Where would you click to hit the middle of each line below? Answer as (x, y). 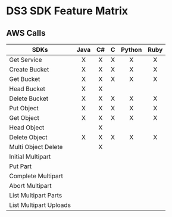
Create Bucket (29, 69)
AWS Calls (26, 33)
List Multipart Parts (36, 195)
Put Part (20, 166)
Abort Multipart (30, 186)
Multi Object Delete (36, 147)
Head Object (27, 128)
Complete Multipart (36, 176)
